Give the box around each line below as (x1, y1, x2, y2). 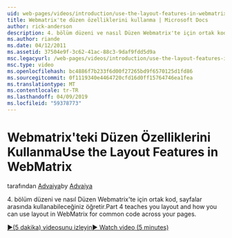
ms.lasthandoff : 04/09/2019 (7, 94, 88, 101)
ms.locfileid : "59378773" (7, 100, 81, 107)
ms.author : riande (7, 36, 60, 43)
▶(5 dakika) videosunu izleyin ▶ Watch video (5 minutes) (7, 223, 169, 231)
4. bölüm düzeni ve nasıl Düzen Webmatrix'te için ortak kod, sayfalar (7, 195, 202, 204)
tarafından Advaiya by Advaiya (7, 181, 93, 190)
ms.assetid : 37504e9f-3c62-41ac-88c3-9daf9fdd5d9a (7, 49, 156, 56)
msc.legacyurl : (7, 55, 51, 62)
